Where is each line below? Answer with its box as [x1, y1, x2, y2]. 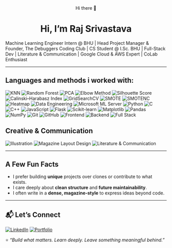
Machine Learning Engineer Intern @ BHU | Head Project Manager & [5, 40, 149, 46]
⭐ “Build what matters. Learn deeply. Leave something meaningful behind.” [5, 237, 165, 243]
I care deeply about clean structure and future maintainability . [12, 185, 147, 191]
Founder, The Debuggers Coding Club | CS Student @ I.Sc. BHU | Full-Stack [5, 45, 166, 51]
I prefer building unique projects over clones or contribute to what [12, 173, 153, 180]
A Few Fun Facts [5, 160, 59, 169]
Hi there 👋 [75, 5, 97, 11]
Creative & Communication [5, 127, 93, 135]
